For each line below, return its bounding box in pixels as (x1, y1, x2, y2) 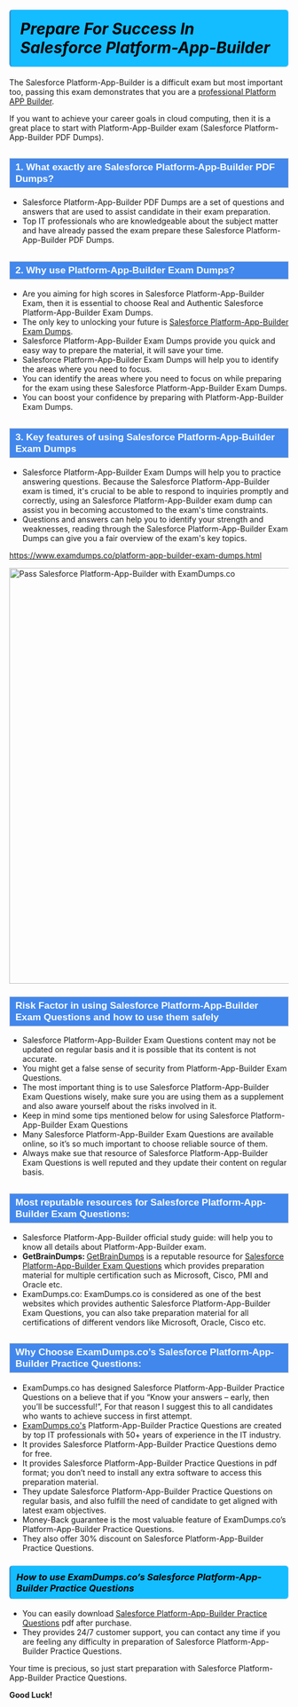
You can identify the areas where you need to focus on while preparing (21, 374, 282, 384)
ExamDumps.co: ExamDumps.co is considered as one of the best (21, 1289, 262, 1300)
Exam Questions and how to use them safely (15, 1011, 219, 1023)
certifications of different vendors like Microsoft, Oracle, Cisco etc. (21, 1318, 266, 1328)
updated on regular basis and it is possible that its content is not (21, 1044, 256, 1055)
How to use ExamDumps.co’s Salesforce (16, 1570, 195, 1583)
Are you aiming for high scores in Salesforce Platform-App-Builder (21, 288, 265, 299)
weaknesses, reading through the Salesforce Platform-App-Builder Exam (21, 523, 288, 534)
